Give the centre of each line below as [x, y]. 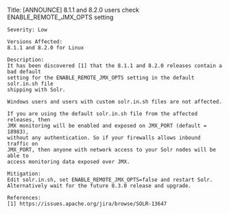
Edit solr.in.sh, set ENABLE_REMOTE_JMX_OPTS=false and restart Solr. [110, 180]
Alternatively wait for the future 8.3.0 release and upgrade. [99, 186]
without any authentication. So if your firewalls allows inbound [104, 138]
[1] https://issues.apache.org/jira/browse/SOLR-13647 [87, 204]
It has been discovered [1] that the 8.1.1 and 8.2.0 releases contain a [115, 66]
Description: [26, 60]
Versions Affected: [35, 42]
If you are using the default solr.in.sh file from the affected [102, 114]
